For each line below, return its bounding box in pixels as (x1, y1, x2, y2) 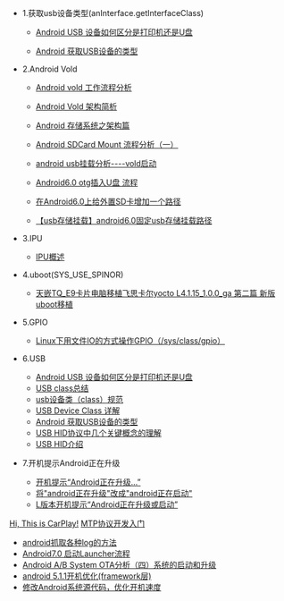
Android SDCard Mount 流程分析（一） (35, 140, 179, 149)
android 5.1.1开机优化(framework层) (21, 571, 152, 581)
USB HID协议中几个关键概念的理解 (35, 427, 163, 438)
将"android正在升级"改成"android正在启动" (35, 488, 193, 498)
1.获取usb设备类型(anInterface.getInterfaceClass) (21, 8, 204, 18)
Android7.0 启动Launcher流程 (21, 548, 131, 559)
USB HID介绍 (35, 439, 84, 449)
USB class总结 (35, 383, 89, 394)
